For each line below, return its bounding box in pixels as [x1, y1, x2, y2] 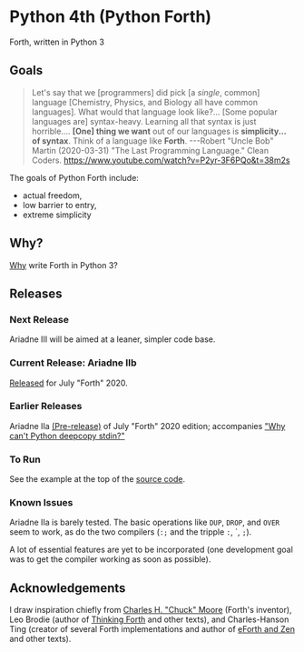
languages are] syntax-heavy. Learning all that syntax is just [31, 115, 257, 126]
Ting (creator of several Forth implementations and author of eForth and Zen [9, 624, 295, 635]
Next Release [9, 313, 70, 326]
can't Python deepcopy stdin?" [9, 430, 125, 441]
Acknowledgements [9, 580, 126, 596]
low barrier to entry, [22, 199, 97, 210]
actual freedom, [22, 189, 83, 201]
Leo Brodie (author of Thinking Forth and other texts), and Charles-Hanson [9, 614, 289, 625]
